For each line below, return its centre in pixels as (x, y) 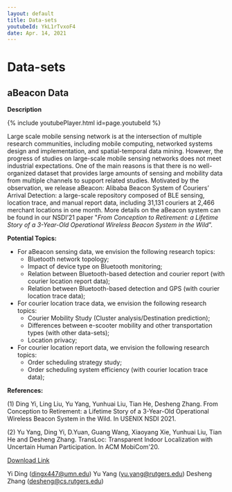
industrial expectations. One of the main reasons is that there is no (102, 166)
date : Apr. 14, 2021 (37, 33)
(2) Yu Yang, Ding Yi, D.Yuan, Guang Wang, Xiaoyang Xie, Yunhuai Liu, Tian (115, 432)
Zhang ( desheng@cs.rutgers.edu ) (55, 481)
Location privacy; (52, 340)
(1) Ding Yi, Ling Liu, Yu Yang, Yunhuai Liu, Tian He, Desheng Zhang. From (113, 404)
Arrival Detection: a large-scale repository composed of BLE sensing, (106, 196)
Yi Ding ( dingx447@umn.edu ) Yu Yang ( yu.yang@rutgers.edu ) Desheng (110, 474)
